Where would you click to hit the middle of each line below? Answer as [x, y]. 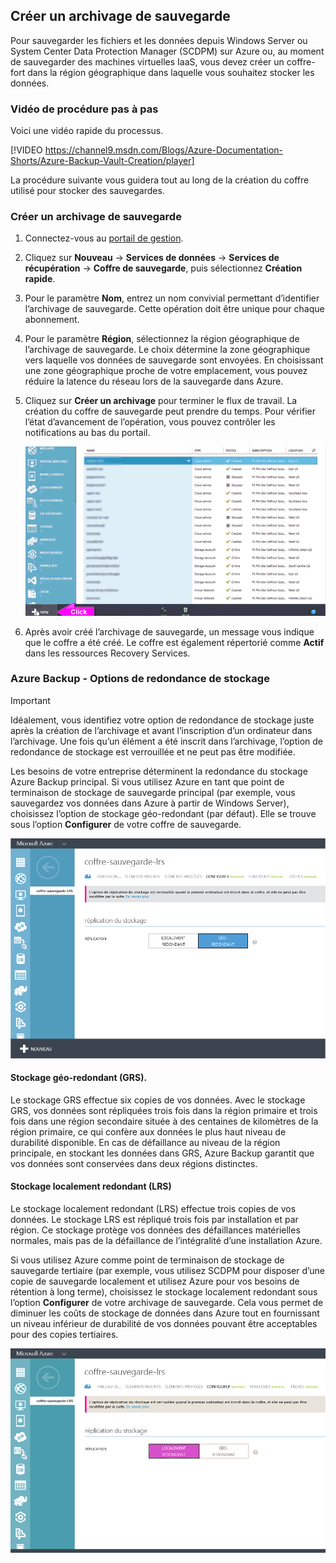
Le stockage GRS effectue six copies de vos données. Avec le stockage [158, 1100]
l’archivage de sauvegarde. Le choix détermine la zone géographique [167, 350]
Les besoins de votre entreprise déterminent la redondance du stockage [159, 771]
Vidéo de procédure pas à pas [84, 109]
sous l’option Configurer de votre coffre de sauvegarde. [126, 824]
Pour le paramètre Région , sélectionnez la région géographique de [162, 339]
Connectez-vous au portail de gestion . [104, 238]
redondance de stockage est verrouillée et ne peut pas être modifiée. [153, 751]
